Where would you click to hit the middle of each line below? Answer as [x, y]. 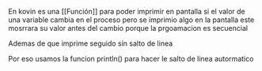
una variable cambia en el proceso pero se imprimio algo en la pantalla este [131, 20]
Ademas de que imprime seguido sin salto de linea [91, 43]
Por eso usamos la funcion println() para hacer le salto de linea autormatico [131, 59]
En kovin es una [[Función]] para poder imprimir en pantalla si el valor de [127, 11]
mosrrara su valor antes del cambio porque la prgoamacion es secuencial [128, 28]
